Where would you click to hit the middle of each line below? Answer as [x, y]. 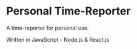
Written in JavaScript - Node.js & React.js [58, 39]
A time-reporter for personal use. [48, 28]
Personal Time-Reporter [68, 11]
